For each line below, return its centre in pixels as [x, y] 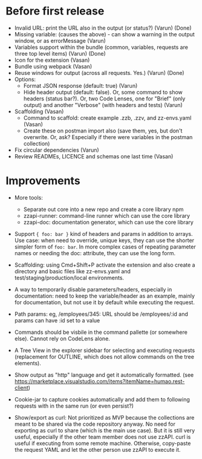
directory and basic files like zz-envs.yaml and [73, 271]
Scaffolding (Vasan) [39, 111]
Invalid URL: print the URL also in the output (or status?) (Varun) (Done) [103, 28]
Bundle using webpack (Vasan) [53, 66]
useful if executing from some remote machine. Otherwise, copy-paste [103, 443]
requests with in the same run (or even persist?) [74, 406]
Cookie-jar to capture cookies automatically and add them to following [102, 399]
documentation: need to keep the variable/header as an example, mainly [104, 296]
